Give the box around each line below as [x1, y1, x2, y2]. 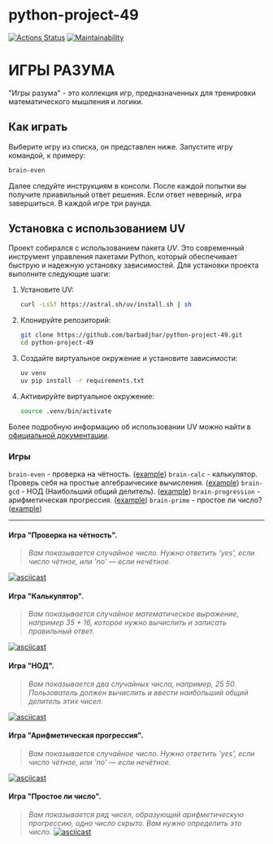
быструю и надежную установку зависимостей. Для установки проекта [8, 260, 259, 270]
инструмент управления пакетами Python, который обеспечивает [8, 252, 238, 262]
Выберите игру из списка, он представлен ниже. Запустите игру [8, 141, 233, 151]
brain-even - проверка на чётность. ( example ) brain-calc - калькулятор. [8, 469, 258, 479]
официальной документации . [8, 430, 110, 440]
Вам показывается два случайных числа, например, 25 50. [28, 679, 237, 689]
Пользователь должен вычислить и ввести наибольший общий [28, 687, 249, 697]
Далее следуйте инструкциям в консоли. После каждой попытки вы [8, 181, 246, 190]
